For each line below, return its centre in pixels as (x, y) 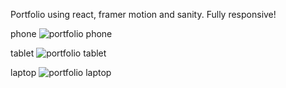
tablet (22, 53)
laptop (23, 72)
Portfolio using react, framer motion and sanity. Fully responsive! (143, 14)
